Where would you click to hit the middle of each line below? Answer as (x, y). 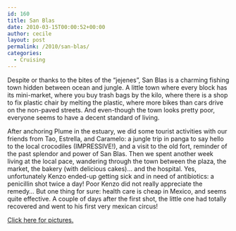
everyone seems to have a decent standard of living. (83, 117)
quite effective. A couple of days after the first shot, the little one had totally (117, 199)
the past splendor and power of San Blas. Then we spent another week (110, 153)
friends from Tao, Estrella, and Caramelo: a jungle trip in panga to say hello (116, 138)
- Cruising (30, 60)
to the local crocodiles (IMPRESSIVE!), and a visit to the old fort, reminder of (117, 146)
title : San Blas (31, 20)
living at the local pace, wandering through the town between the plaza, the (117, 161)
